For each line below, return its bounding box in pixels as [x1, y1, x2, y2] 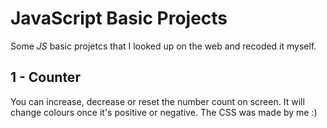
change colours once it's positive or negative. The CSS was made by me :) [10, 106, 318, 118]
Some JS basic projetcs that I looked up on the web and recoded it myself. [10, 40, 317, 52]
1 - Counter [10, 69, 81, 86]
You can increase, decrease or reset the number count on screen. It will [10, 95, 305, 107]
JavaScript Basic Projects [10, 7, 228, 30]
